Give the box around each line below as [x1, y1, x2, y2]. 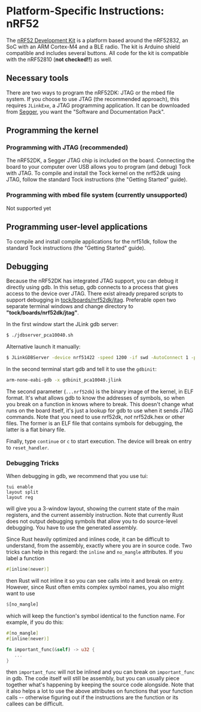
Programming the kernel [6, 126, 99, 136]
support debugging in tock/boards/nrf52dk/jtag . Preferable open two [6, 296, 176, 303]
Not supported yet [6, 205, 51, 212]
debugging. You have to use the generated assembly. [6, 524, 138, 531]
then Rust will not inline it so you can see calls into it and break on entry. [6, 577, 184, 585]
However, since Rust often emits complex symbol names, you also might [6, 583, 184, 591]
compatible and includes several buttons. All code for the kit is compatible [6, 49, 189, 56]
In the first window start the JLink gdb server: [6, 321, 118, 328]
